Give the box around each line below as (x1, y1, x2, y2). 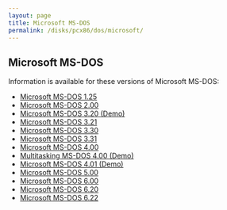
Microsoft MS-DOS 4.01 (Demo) (19, 159, 124, 169)
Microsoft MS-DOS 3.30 (19, 126, 99, 136)
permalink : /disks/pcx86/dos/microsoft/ (8, 26, 144, 34)
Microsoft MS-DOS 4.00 (19, 143, 99, 152)
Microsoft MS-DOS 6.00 (19, 176, 99, 186)
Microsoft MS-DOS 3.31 (19, 134, 98, 143)
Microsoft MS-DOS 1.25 (19, 92, 98, 101)
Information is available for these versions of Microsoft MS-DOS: (8, 77, 220, 86)
